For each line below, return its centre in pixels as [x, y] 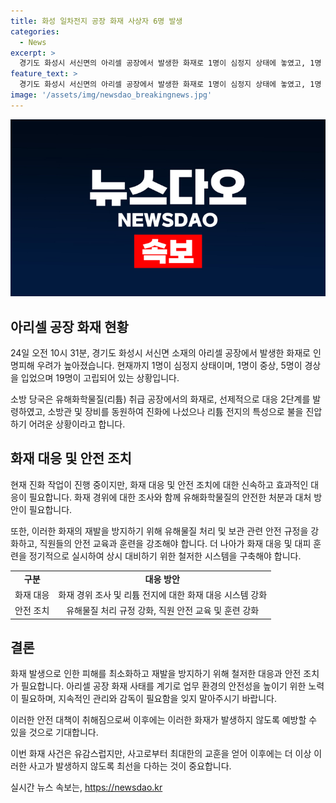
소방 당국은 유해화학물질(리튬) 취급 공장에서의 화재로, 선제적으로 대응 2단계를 [160, 399]
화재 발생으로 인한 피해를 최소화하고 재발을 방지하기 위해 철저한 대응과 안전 [156, 674]
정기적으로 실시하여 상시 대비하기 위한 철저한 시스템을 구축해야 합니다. [165, 556]
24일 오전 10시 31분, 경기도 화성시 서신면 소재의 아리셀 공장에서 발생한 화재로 [160, 353]
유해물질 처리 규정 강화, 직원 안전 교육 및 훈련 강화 [163, 611]
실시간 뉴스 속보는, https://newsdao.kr [86, 787]
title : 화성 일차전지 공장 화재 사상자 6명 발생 [96, 21]
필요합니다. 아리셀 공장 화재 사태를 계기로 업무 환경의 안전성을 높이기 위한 [163, 686]
